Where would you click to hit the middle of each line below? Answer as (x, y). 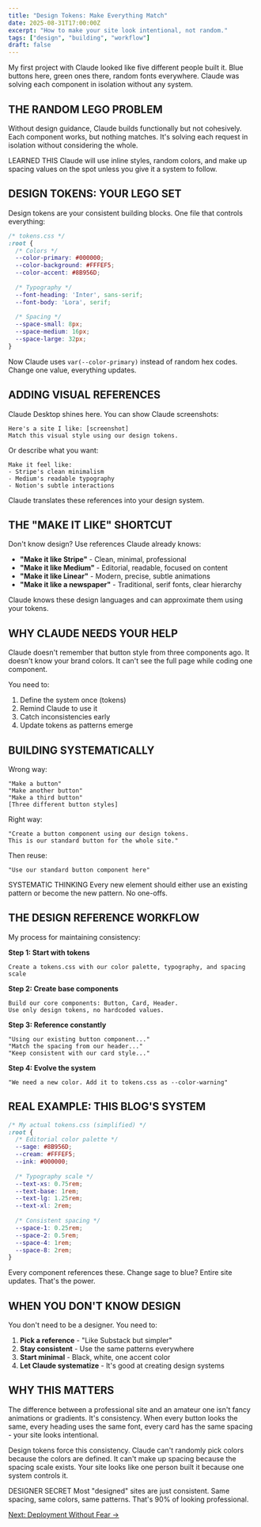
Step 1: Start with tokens (49, 952)
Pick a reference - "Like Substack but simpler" (96, 1341)
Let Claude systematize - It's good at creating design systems (122, 1366)
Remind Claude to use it (59, 708)
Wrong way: (28, 769)
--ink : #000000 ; (42, 1162)
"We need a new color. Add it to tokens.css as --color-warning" (118, 1082)
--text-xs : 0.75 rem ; (49, 1184)
